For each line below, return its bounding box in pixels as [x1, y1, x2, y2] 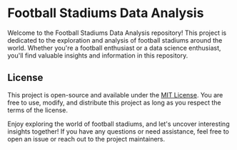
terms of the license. [7, 105, 68, 114]
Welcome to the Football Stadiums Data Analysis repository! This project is [7, 28, 227, 37]
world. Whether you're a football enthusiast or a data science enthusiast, [7, 43, 221, 52]
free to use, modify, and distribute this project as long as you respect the [7, 98, 221, 107]
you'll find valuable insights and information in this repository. [7, 51, 188, 60]
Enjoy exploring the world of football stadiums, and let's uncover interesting [7, 119, 230, 128]
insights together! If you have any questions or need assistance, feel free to [7, 127, 230, 136]
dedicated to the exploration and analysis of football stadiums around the [7, 36, 223, 44]
